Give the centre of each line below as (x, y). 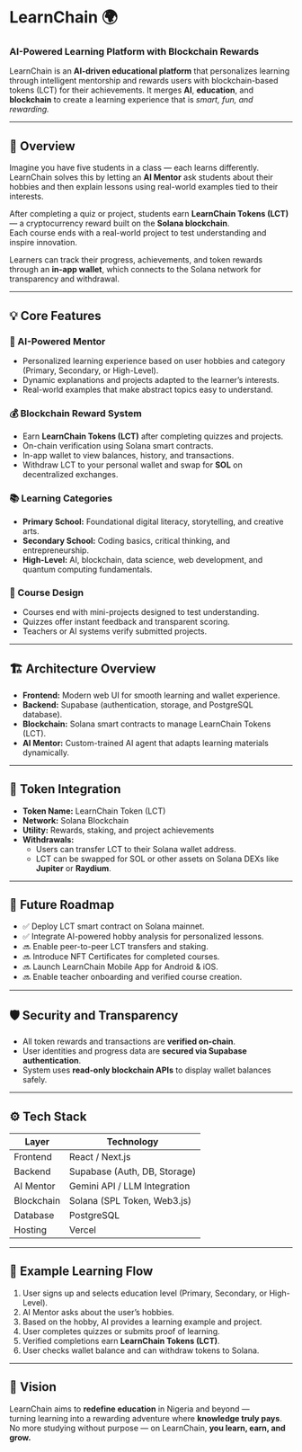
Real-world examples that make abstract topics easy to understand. (148, 389)
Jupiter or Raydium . (74, 868)
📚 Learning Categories (61, 498)
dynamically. (46, 753)
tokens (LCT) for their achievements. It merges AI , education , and (132, 90)
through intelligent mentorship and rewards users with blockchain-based (144, 81)
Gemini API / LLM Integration (129, 1186)
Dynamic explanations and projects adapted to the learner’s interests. (151, 379)
